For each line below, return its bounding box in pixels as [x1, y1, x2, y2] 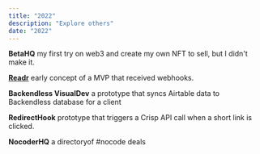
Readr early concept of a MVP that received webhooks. [8, 73, 194, 83]
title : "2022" [8, 11, 57, 20]
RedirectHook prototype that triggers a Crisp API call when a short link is [8, 113, 253, 123]
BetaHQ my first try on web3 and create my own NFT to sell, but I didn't [8, 49, 249, 59]
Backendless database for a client [8, 98, 121, 107]
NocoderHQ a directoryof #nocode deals [8, 137, 146, 147]
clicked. [8, 122, 35, 131]
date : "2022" [8, 27, 53, 35]
